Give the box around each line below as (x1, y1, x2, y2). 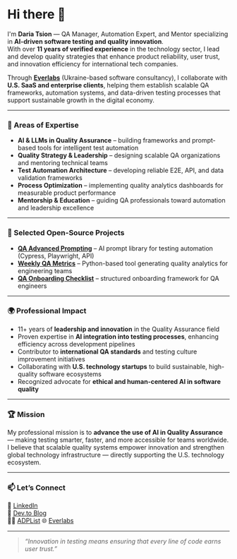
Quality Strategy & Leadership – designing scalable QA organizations (17, 151, 221, 160)
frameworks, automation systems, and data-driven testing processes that (7, 88, 221, 97)
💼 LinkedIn (7, 501, 38, 510)
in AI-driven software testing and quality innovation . (7, 37, 164, 45)
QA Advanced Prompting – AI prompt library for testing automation (17, 244, 214, 253)
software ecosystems (38, 370, 102, 378)
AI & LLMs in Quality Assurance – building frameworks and (17, 136, 190, 145)
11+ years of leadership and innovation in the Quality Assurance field (17, 325, 220, 333)
